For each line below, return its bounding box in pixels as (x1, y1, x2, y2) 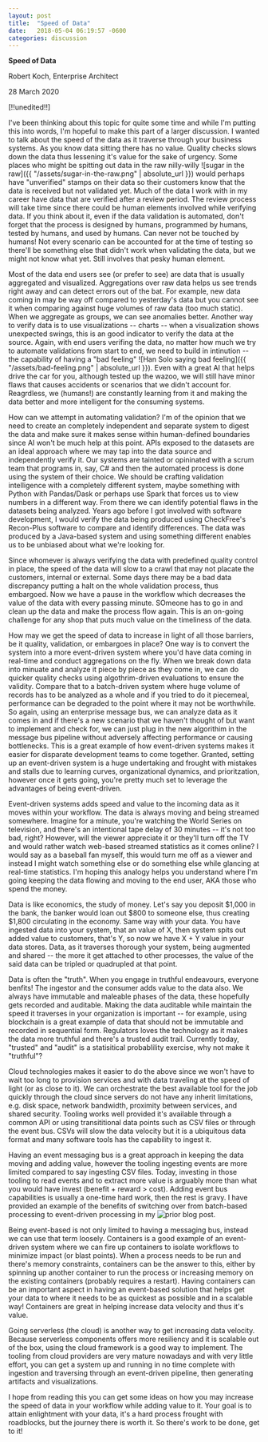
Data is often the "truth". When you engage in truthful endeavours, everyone (8, 975, 259, 984)
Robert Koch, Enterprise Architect (8, 71, 119, 81)
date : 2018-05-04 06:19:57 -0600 (8, 26, 127, 34)
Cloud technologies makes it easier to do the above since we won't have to (8, 1067, 255, 1076)
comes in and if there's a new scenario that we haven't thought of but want (8, 715, 255, 725)
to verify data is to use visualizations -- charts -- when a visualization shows (8, 321, 259, 330)
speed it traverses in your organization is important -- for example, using (8, 1009, 247, 1019)
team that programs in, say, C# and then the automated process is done (8, 463, 245, 473)
